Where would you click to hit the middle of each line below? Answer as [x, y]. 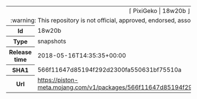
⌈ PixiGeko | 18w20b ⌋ [159, 11]
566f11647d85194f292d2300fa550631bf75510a [109, 70]
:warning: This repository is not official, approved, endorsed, [94, 20]
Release [21, 52]
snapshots [52, 41]
